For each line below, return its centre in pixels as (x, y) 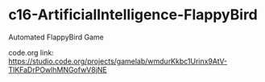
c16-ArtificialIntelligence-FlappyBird (133, 15)
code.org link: (31, 52)
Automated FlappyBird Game (56, 37)
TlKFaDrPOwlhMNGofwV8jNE (58, 69)
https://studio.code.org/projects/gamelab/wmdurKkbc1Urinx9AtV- (118, 61)
